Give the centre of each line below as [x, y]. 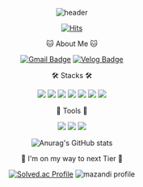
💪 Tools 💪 [72, 110]
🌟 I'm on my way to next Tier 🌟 [72, 158]
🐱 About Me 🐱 [72, 44]
